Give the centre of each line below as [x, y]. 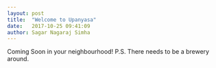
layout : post [26, 13]
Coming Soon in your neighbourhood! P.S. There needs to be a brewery [108, 52]
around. [18, 59]
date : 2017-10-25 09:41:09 [49, 26]
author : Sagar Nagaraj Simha [49, 32]
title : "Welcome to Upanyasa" [52, 20]
